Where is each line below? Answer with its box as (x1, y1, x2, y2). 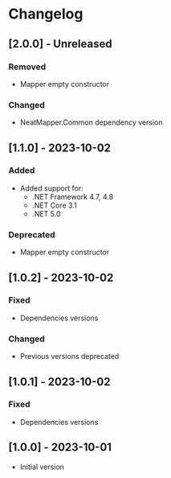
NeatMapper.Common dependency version (19, 117, 163, 127)
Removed (8, 61, 47, 72)
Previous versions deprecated (19, 352, 120, 361)
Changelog (8, 5, 83, 23)
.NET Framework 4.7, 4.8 (31, 192, 114, 201)
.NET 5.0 (31, 208, 62, 218)
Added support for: (19, 183, 83, 193)
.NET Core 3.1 (31, 200, 78, 210)
